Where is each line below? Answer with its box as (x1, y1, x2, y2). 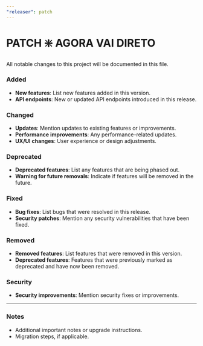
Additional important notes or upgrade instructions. (14, 326, 143, 333)
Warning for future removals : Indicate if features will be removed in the (14, 173, 194, 180)
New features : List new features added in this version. (14, 89, 151, 96)
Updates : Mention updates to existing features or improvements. (14, 125, 176, 132)
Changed (6, 110, 34, 119)
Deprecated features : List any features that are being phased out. (14, 166, 180, 173)
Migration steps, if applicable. (14, 333, 89, 340)
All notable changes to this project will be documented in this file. (6, 60, 169, 67)
